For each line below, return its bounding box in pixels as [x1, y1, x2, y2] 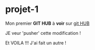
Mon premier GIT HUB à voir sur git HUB [5, 20, 90, 26]
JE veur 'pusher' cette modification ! [5, 30, 81, 36]
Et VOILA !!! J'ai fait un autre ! [5, 39, 67, 46]
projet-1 [5, 4, 39, 15]
